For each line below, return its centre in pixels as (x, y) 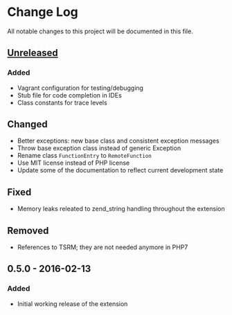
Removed (28, 230)
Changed (27, 124)
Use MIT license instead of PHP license (73, 163)
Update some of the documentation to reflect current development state (120, 170)
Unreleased (33, 53)
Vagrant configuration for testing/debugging (80, 88)
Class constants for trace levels (62, 102)
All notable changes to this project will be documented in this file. (100, 31)
